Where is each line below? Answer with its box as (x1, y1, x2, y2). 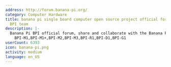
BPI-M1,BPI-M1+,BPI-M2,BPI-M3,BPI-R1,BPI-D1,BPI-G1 (14, 36, 126, 41)
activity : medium (5, 49, 42, 54)
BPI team (10, 21, 28, 27)
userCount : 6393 (5, 40, 40, 45)
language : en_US (5, 54, 40, 59)
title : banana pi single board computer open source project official (5, 17, 158, 22)
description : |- (5, 26, 40, 31)
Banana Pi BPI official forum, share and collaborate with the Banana (10, 31, 163, 36)
